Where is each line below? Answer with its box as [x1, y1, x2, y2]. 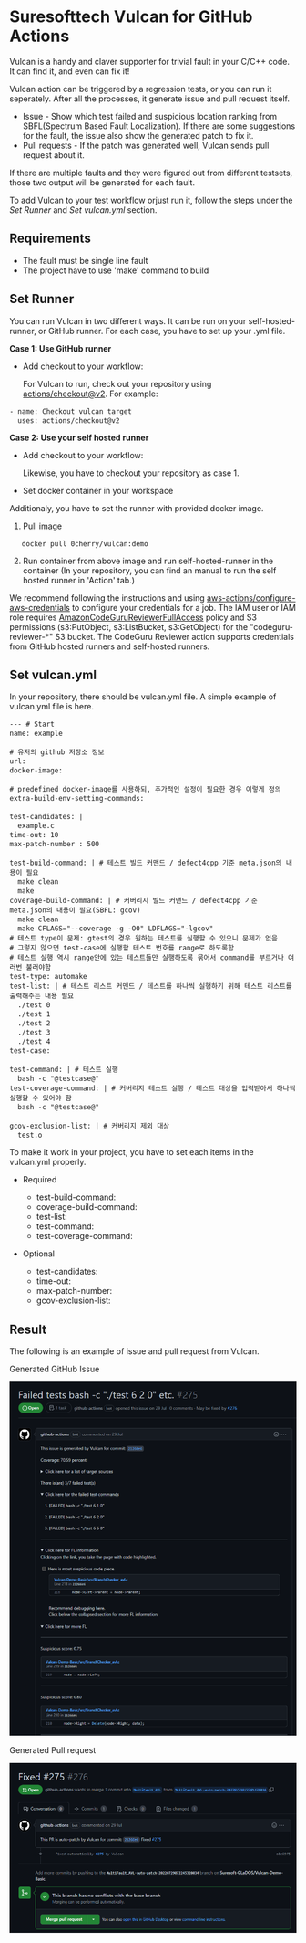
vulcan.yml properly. [9, 1157, 87, 1168]
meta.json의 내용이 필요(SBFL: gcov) [9, 906, 141, 915]
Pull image [22, 520, 62, 531]
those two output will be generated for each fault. [9, 176, 196, 188]
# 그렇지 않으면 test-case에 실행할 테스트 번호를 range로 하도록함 [9, 943, 235, 953]
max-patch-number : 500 [9, 840, 100, 849]
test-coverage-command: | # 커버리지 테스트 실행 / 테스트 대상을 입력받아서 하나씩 [9, 1084, 296, 1093]
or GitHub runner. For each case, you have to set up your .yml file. [37, 325, 286, 336]
